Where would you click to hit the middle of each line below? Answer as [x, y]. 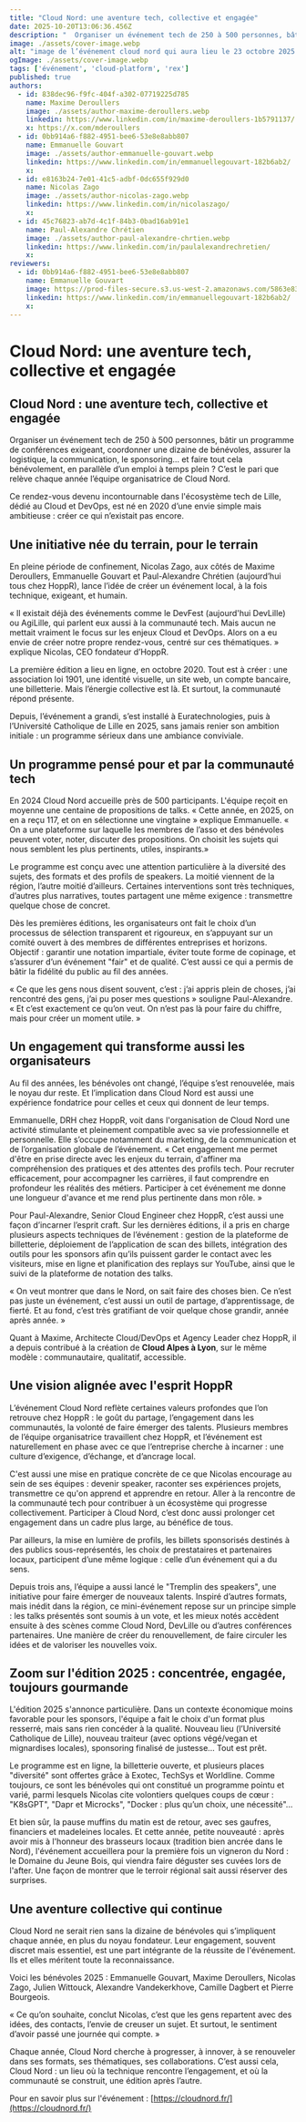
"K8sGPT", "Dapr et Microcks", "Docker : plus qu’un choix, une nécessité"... [151, 1805]
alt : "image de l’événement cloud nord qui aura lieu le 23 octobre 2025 [153, 52]
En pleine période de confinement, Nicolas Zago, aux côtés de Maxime [142, 567]
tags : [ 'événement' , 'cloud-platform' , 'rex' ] [99, 69]
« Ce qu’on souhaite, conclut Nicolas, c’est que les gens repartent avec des [151, 2014]
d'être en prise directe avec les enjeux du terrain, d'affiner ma [125, 1159]
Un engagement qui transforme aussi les [127, 1047]
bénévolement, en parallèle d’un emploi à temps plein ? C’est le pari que [144, 469]
